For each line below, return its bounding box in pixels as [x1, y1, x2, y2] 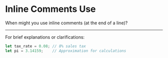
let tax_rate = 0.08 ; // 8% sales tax [5, 44, 86, 49]
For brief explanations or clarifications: [5, 34, 85, 40]
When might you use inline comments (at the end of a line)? [5, 20, 128, 26]
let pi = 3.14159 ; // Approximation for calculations [5, 48, 126, 53]
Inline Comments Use [5, 3, 96, 15]
